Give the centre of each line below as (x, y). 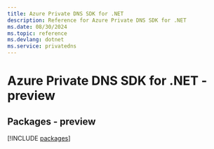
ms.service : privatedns (42, 46)
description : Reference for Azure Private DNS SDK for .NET (97, 20)
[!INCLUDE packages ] (39, 138)
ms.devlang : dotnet (36, 40)
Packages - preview (52, 121)
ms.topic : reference (38, 33)
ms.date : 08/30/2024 (38, 27)
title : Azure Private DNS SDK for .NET (66, 14)
